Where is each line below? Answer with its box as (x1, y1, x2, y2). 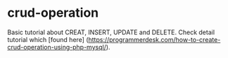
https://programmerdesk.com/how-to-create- (88, 35, 221, 43)
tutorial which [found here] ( (7, 35, 89, 43)
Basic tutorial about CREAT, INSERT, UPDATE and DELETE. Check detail (7, 28, 215, 36)
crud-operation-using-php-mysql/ (7, 43, 107, 51)
